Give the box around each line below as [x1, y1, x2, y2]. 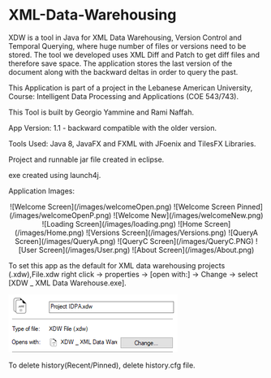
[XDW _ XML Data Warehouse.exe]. [8, 278, 127, 288]
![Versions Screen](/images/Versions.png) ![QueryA [85, 228, 258, 237]
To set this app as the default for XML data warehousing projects [8, 260, 226, 270]
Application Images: [8, 185, 75, 196]
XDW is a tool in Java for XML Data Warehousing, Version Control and [8, 33, 242, 42]
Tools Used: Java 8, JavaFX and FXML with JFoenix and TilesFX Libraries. [8, 138, 256, 148]
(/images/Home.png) [15, 228, 84, 237]
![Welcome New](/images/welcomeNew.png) [113, 210, 264, 220]
